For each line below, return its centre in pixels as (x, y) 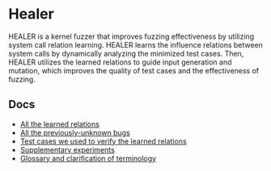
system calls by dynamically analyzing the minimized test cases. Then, (126, 53)
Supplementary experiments (67, 149)
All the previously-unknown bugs (75, 132)
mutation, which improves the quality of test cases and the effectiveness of (134, 70)
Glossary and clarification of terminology (88, 158)
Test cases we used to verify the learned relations (104, 141)
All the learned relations (59, 124)
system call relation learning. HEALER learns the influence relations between (135, 44)
